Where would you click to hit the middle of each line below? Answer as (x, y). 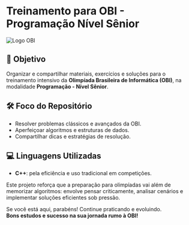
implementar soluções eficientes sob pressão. (63, 198)
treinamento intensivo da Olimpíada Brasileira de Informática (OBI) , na (94, 80)
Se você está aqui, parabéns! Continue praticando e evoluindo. (84, 209)
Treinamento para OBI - (65, 11)
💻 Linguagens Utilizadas (54, 156)
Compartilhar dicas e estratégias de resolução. (73, 136)
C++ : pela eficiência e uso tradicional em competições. (83, 173)
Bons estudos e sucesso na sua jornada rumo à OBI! (72, 216)
